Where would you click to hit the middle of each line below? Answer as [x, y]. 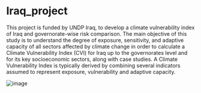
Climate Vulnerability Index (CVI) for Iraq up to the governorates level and [97, 52]
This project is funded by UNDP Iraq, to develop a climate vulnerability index [100, 27]
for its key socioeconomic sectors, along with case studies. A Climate [92, 59]
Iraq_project [37, 11]
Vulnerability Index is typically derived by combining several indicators [93, 65]
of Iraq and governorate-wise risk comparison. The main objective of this [97, 33]
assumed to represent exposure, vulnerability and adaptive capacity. [91, 72]
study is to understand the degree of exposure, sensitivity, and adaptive [95, 40]
